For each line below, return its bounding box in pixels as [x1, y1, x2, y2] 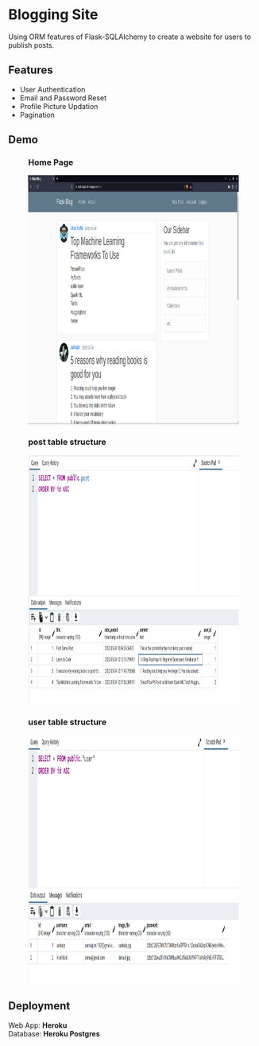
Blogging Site [8, 6, 99, 24]
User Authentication [19, 84, 86, 94]
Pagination [19, 110, 56, 119]
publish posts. [8, 40, 55, 49]
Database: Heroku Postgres [8, 1028, 101, 1038]
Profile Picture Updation [19, 101, 99, 111]
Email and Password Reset [19, 93, 107, 103]
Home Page [28, 157, 74, 168]
